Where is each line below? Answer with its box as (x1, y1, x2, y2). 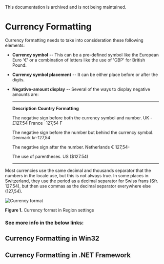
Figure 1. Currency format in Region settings (5, 207, 94, 213)
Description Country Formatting (12, 105, 79, 111)
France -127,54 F (28, 120, 62, 126)
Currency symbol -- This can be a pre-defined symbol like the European (12, 52, 159, 57)
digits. (12, 76, 25, 82)
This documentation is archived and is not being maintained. (5, 4, 126, 10)
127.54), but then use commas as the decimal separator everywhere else (5, 183, 151, 189)
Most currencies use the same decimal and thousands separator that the (5, 168, 151, 173)
